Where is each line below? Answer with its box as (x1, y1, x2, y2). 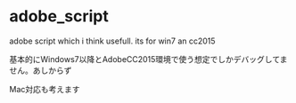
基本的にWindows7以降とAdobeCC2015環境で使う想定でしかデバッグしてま (9, 53, 288, 64)
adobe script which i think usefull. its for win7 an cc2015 (9, 36, 216, 46)
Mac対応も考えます (9, 83, 80, 94)
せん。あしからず (9, 65, 72, 75)
